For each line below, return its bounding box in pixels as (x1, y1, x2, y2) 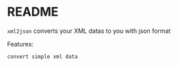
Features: (7, 40, 34, 48)
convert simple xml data (7, 53, 78, 60)
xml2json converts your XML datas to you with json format (7, 27, 171, 35)
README (7, 4, 59, 20)
